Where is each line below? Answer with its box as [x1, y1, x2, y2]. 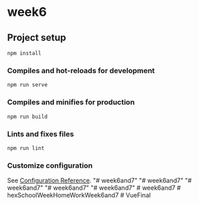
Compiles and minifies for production [7, 97, 135, 107]
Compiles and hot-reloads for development [7, 66, 155, 75]
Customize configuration [7, 160, 93, 170]
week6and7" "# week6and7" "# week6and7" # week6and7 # [7, 184, 181, 192]
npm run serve [7, 81, 48, 88]
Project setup [7, 32, 67, 43]
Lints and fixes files [7, 129, 75, 139]
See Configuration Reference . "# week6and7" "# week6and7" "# [7, 177, 192, 185]
